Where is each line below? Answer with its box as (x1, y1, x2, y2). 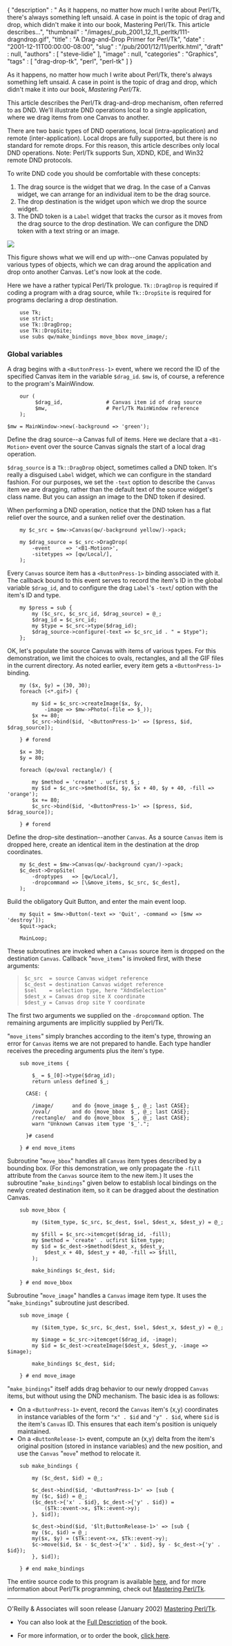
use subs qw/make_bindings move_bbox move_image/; (19, 333, 168, 340)
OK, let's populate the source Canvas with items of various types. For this (7, 647, 216, 655)
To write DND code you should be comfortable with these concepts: (7, 169, 201, 177)
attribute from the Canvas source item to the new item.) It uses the (7, 1172, 193, 1180)
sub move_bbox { (19, 1207, 67, 1214)
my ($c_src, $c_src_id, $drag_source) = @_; (32, 610, 162, 617)
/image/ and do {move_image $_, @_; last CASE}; (32, 1103, 190, 1110)
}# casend (25, 1132, 54, 1140)
